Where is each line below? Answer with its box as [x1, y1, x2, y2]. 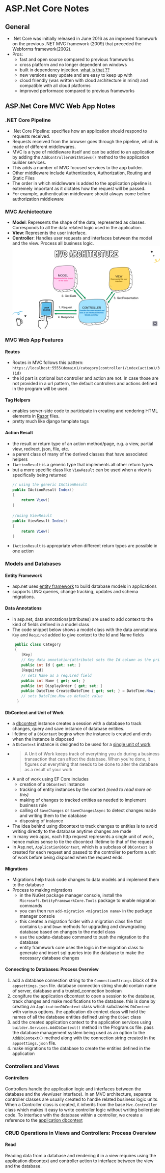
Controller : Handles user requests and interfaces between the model [12, 235, 152, 241]
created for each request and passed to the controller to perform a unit [12, 849, 156, 855]
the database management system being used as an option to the [12, 1029, 145, 1035]
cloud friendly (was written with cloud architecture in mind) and [19, 77, 148, 83]
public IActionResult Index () [12, 487, 75, 492]
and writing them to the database [19, 812, 87, 819]
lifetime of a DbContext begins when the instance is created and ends [12, 731, 152, 737]
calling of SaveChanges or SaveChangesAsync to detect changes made [19, 808, 156, 813]
